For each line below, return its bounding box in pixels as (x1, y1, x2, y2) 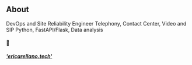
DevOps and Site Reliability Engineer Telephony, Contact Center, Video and (6, 20, 187, 27)
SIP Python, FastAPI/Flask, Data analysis (6, 26, 103, 33)
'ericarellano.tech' (6, 53, 53, 60)
